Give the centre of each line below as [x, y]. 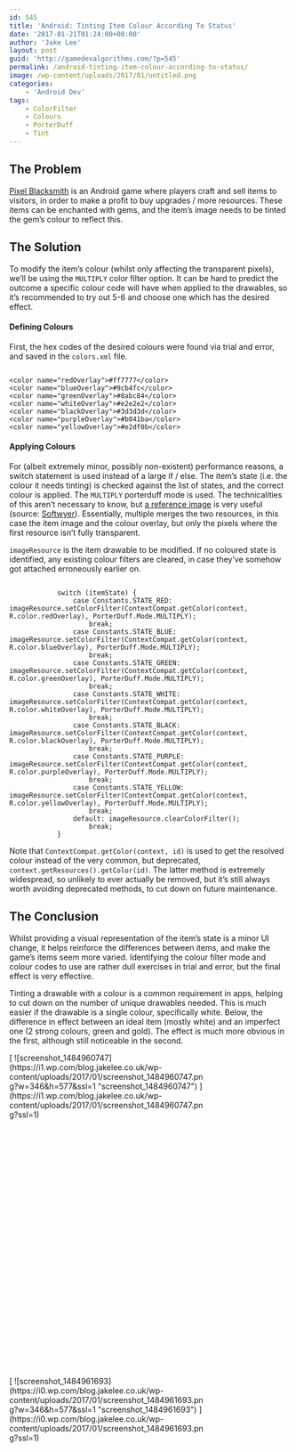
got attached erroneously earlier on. [75, 568]
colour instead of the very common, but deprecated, [105, 860]
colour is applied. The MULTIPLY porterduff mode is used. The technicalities [146, 494]
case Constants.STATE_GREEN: [126, 663]
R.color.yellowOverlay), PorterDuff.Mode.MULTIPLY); [109, 803]
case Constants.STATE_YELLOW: [128, 787]
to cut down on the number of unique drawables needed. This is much [138, 1002]
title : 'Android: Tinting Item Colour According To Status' [123, 26]
